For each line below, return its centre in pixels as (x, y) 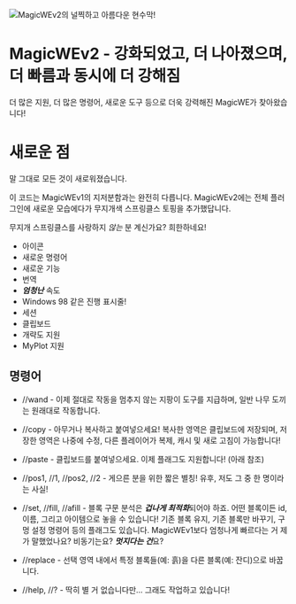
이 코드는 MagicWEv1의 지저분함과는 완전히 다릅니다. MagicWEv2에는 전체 (139, 197)
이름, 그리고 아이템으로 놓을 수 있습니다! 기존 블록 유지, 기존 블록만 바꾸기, (149, 519)
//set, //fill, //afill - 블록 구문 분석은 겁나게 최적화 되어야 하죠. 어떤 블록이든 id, (155, 507)
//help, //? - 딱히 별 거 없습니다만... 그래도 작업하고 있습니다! (126, 590)
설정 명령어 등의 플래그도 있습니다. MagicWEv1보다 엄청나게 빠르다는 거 (155, 530)
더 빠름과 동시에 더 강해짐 (95, 76)
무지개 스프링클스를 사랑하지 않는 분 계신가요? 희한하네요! (108, 227)
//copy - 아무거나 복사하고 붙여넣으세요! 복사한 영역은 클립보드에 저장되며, (150, 429)
